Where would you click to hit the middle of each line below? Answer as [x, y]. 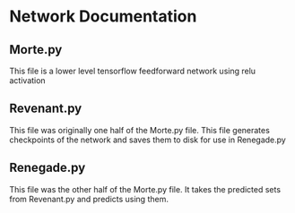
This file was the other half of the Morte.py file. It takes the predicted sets [145, 189]
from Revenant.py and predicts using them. [89, 199]
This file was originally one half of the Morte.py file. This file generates [140, 130]
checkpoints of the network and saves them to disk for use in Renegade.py [148, 140]
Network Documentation [103, 17]
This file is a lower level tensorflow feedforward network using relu [133, 71]
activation [28, 81]
